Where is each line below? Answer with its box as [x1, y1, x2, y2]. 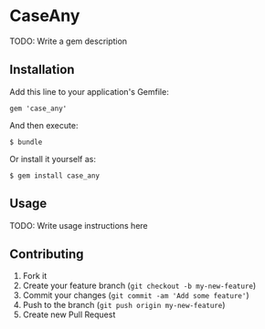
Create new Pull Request [22, 309, 116, 320]
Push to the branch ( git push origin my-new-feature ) [22, 300, 226, 311]
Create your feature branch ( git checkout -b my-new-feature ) [22, 280, 257, 292]
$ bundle [9, 138, 43, 147]
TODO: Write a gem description [9, 36, 128, 46]
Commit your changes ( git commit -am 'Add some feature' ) [22, 290, 249, 301]
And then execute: [9, 119, 79, 130]
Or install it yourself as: [9, 153, 96, 164]
